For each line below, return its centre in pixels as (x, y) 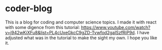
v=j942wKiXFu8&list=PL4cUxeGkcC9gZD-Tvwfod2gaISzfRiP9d (70, 32)
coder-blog (29, 9)
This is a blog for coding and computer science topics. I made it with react (81, 22)
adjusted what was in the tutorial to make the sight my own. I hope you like (81, 38)
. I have (142, 32)
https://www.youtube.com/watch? (116, 27)
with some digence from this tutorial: (43, 27)
